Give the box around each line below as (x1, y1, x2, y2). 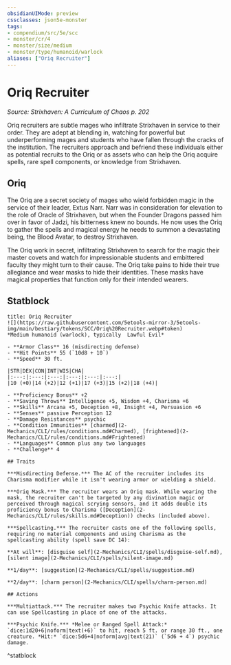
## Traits (7, 458, 36, 466)
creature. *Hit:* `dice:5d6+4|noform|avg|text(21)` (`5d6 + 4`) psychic (7, 633, 220, 640)
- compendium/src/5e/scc (7, 29, 78, 37)
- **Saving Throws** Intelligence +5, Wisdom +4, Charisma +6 (7, 398, 189, 405)
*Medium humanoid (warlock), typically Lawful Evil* (7, 332, 165, 339)
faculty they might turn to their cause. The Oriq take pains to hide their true (7, 260, 220, 269)
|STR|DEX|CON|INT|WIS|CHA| (7, 368, 85, 375)
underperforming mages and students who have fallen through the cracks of (7, 135, 224, 143)
